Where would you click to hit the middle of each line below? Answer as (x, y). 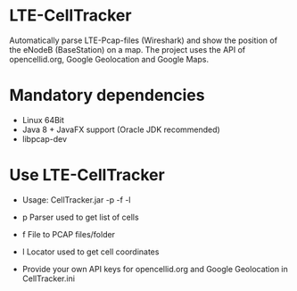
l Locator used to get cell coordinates (91, 252)
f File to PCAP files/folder (69, 234)
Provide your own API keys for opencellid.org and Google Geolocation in (155, 269)
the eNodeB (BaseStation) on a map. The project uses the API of (128, 49)
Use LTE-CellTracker (87, 175)
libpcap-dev (45, 138)
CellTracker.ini (49, 279)
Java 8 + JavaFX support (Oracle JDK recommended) (121, 129)
